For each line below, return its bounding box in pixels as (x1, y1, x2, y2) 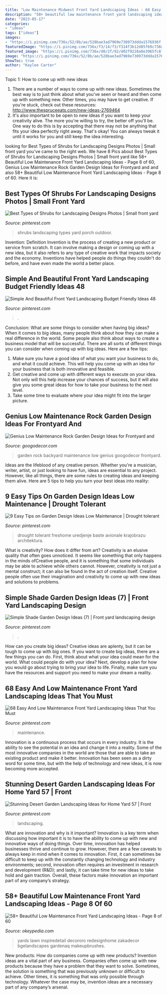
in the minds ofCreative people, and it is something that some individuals (5, 558, 154, 564)
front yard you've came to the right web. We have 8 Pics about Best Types (5, 149, 158, 155)
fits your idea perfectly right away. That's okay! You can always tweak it (12, 128, 160, 134)
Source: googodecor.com (5, 443, 58, 449)
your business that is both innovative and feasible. (12, 366, 115, 372)
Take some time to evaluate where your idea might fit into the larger (12, 392, 151, 398)
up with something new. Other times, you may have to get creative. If (12, 96, 154, 102)
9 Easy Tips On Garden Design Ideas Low (5, 492, 135, 500)
